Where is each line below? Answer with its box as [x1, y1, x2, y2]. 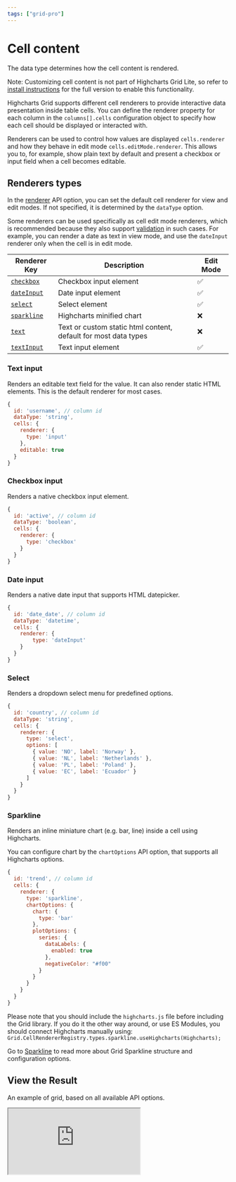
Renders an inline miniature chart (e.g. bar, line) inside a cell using [7, 826, 198, 835]
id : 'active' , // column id [13, 512, 96, 519]
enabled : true [51, 947, 93, 954]
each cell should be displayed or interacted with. [7, 121, 148, 129]
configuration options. [7, 1054, 72, 1063]
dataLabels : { [44, 941, 86, 948]
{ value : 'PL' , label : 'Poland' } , [32, 761, 137, 768]
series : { [38, 934, 68, 942]
